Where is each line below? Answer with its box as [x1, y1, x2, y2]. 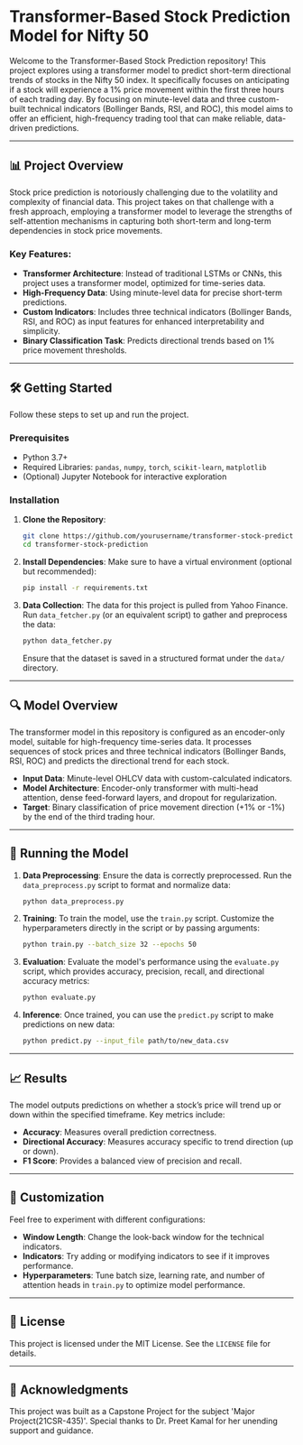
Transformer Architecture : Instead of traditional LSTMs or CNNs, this [22, 268, 282, 279]
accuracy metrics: [22, 976, 90, 986]
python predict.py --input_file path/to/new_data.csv [22, 1036, 229, 1046]
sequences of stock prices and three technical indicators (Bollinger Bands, [9, 746, 287, 756]
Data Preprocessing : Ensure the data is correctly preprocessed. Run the [22, 869, 292, 881]
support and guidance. [9, 1425, 95, 1436]
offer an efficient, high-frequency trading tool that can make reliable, [9, 113, 264, 124]
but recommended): [22, 566, 97, 577]
